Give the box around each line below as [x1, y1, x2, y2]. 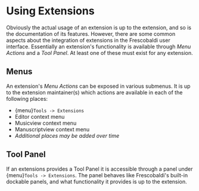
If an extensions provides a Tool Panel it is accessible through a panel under [6, 165, 193, 172]
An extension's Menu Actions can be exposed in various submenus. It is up [6, 82, 191, 90]
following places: [6, 95, 48, 102]
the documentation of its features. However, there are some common [6, 30, 176, 37]
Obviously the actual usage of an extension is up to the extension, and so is [6, 24, 192, 31]
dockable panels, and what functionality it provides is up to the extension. [6, 178, 188, 185]
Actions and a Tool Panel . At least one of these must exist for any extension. [6, 49, 193, 56]
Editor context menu [14, 113, 65, 120]
